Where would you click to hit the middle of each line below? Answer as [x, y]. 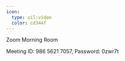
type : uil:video [32, 17]
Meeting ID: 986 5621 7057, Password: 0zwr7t [62, 51]
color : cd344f [29, 23]
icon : [13, 12]
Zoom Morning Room [32, 40]
